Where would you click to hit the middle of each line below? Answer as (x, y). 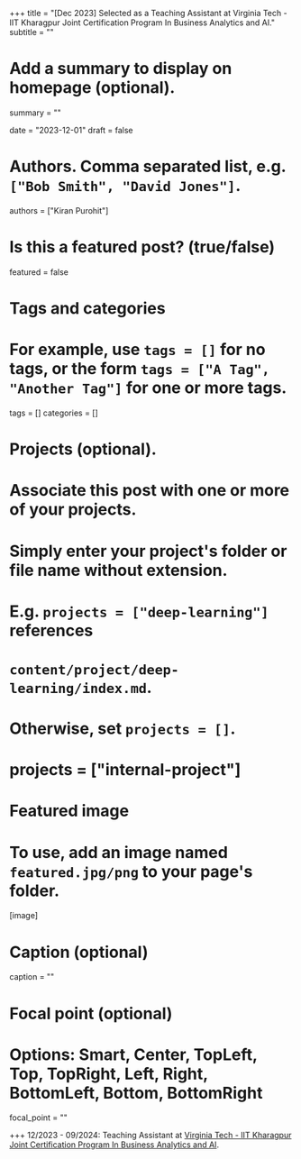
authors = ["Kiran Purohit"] (59, 210)
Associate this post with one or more (150, 491)
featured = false (39, 272)
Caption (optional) (79, 952)
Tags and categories (87, 308)
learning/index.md (78, 688)
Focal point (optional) (91, 1013)
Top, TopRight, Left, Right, (109, 1074)
